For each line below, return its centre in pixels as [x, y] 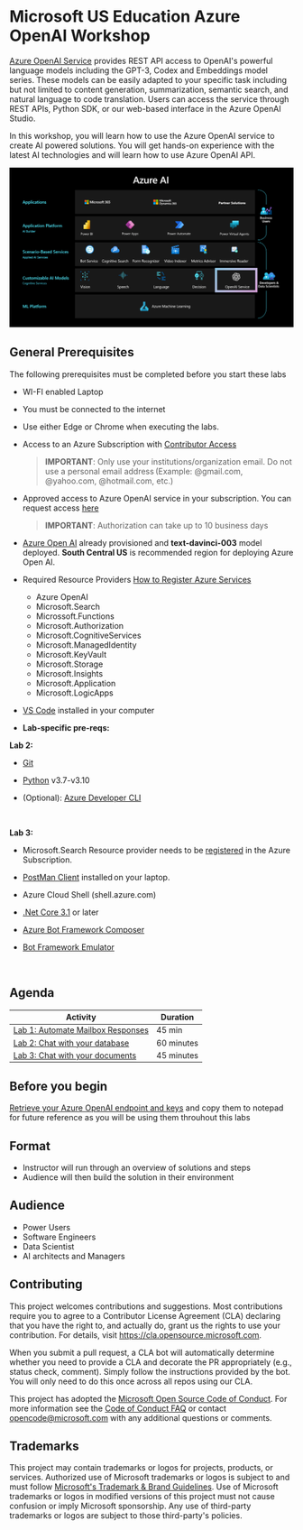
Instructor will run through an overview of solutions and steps [136, 1167]
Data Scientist [48, 1246]
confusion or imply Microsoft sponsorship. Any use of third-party [130, 1506]
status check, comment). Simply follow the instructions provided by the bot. [150, 1371]
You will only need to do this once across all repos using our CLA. [131, 1381]
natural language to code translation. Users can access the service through [149, 99]
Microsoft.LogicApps [75, 693]
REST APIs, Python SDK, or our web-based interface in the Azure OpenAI [145, 108]
